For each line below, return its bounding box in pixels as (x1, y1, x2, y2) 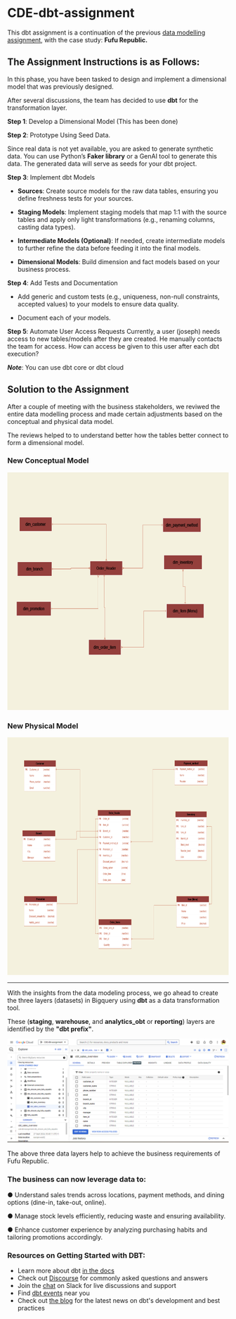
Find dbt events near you (17, 1289, 90, 1297)
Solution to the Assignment (7, 384, 129, 396)
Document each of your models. (17, 313, 111, 322)
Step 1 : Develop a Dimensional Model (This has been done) (7, 117, 178, 125)
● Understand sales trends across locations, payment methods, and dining (7, 1190, 225, 1199)
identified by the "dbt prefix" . (7, 1025, 94, 1033)
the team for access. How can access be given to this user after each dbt (7, 342, 220, 350)
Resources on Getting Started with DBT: (7, 1250, 145, 1260)
